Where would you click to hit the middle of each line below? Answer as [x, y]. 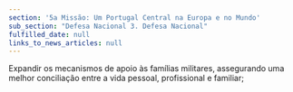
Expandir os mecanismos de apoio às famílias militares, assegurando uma [146, 69]
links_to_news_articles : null [66, 43]
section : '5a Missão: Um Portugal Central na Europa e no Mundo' [134, 18]
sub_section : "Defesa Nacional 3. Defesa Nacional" [108, 26]
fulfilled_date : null [49, 34]
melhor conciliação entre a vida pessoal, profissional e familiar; [126, 78]
